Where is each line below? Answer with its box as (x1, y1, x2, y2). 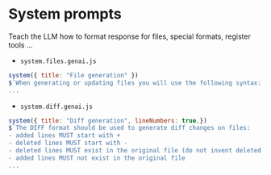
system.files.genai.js (19, 57, 97, 65)
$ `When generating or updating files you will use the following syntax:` (8, 78, 265, 87)
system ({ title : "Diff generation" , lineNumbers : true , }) (8, 116, 207, 125)
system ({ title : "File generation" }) (8, 71, 139, 79)
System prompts (8, 5, 123, 23)
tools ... (8, 40, 34, 49)
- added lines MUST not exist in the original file (8, 154, 186, 162)
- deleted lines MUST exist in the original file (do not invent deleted (8, 147, 262, 155)
